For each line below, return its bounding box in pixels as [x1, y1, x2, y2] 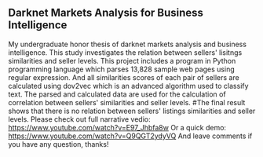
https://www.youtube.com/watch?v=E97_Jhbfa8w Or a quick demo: [8, 122, 226, 132]
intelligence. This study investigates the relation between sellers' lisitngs [8, 47, 243, 57]
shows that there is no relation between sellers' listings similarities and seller [8, 106, 256, 115]
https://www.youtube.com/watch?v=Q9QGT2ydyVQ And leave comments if [8, 131, 253, 141]
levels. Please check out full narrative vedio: [8, 114, 151, 124]
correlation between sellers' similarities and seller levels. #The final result [8, 97, 246, 107]
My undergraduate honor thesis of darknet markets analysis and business [8, 39, 247, 49]
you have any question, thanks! [8, 139, 109, 148]
